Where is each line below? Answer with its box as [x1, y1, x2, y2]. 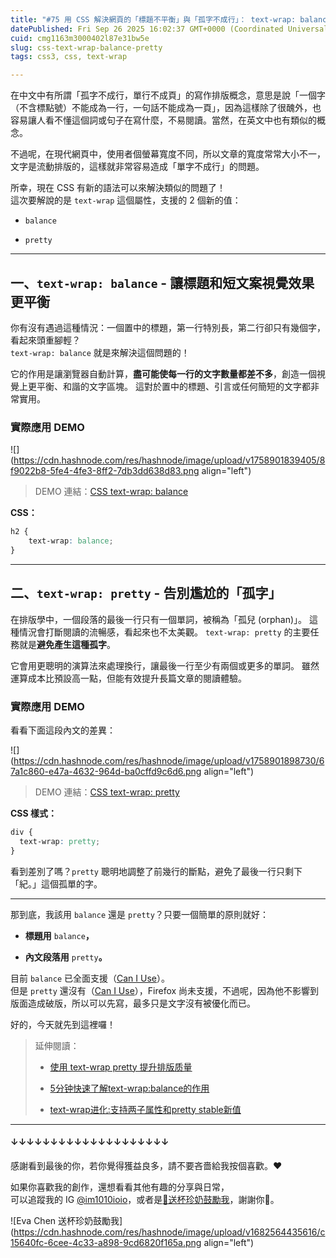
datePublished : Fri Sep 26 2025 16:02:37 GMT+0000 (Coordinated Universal [10, 24, 329, 34]
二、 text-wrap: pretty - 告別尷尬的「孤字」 [10, 585, 282, 602]
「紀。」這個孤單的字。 [10, 877, 103, 890]
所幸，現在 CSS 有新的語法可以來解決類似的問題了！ [10, 182, 227, 194]
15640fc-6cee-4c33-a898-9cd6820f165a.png [10, 1236, 202, 1248]
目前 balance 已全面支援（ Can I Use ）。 [10, 972, 170, 984]
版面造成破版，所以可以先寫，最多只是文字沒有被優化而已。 [10, 997, 256, 1009]
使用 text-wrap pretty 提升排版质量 [49, 1061, 193, 1073]
